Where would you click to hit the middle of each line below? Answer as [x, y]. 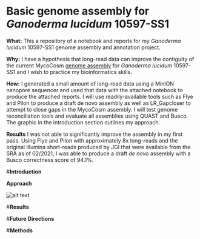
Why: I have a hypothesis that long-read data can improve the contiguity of [100, 59]
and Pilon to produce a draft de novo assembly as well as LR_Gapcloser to [98, 103]
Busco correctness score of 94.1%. [50, 160]
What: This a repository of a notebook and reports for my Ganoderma [94, 41]
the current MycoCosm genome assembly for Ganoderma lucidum [89, 66]
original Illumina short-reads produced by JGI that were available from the [98, 147]
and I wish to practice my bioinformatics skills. [74, 72]
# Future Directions [30, 218]
